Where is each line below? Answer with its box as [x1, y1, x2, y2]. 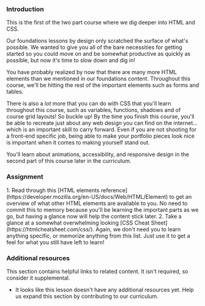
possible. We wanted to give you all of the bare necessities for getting [6, 43, 182, 51]
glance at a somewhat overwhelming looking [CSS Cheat [6, 219, 150, 226]
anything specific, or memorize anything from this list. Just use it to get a [6, 232, 191, 239]
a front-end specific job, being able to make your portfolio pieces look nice [6, 132, 195, 140]
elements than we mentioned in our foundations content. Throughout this [6, 75, 191, 83]
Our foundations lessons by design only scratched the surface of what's [6, 37, 188, 45]
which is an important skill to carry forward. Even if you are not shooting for [6, 126, 197, 133]
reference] [100, 186, 128, 194]
